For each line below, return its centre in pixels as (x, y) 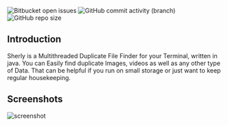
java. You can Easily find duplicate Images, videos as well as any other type (114, 63)
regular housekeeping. (39, 77)
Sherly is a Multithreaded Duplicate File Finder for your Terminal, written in (112, 55)
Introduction (34, 39)
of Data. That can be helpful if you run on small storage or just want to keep (114, 70)
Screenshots (35, 99)
